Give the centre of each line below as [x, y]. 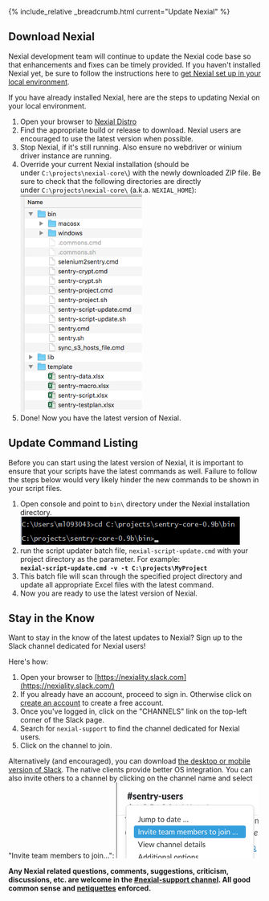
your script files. [35, 488]
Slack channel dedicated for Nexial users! [77, 646]
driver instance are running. [66, 155]
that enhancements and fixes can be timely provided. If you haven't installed [134, 64]
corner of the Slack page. [62, 720]
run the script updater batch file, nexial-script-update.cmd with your [134, 551]
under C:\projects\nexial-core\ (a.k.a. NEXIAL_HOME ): [108, 190]
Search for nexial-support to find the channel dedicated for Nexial [130, 729]
